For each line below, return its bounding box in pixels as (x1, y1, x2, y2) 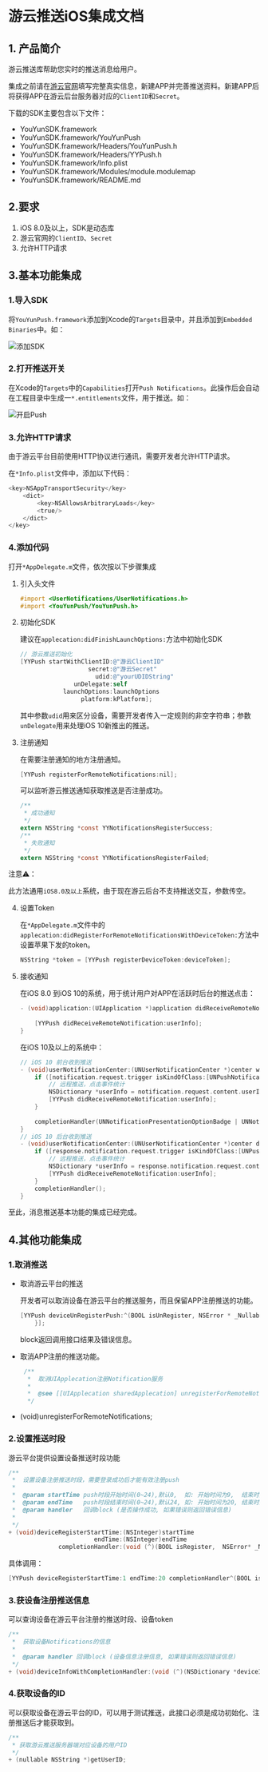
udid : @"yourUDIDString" (95, 673, 174, 681)
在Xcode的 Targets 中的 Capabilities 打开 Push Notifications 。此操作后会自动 (8, 383, 260, 392)
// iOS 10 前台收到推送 (19, 1058, 92, 1066)
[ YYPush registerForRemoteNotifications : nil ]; (19, 771, 178, 778)
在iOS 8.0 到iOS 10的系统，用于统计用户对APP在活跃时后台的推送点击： (19, 989, 255, 998)
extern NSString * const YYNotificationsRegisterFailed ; (19, 854, 210, 862)
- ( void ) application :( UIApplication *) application (19, 1005, 192, 1013)
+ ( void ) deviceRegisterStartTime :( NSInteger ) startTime (8, 1528, 195, 1536)
